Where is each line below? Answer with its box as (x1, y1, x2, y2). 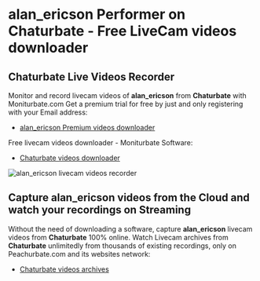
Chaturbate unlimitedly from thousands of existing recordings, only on (8, 241, 237, 250)
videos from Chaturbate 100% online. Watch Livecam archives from (8, 232, 229, 242)
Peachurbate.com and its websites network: (8, 249, 151, 258)
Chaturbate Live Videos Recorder (8, 70, 175, 83)
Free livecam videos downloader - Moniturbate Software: (8, 138, 193, 147)
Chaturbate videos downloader (19, 153, 120, 162)
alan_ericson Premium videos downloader (19, 123, 156, 132)
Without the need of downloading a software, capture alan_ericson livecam (8, 224, 253, 233)
